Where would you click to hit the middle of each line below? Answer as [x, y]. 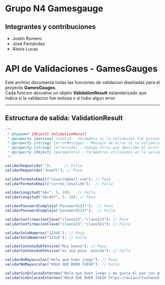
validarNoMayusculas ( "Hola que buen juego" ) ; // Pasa [61, 260]
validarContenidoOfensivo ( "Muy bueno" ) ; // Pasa [56, 246]
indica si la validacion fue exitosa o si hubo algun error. [61, 98]
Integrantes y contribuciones [51, 27]
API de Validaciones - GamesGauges [82, 69]
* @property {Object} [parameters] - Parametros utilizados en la [77, 152]
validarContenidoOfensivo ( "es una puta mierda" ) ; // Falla [68, 251]
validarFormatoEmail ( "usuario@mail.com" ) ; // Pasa [58, 179]
